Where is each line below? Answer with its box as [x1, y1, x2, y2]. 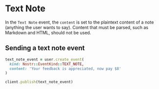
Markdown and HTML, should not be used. [5, 30, 91, 35]
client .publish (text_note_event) [5, 80, 73, 85]
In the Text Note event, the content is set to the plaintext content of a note [5, 19, 154, 25]
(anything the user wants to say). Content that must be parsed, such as [5, 24, 148, 30]
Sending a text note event [5, 44, 85, 52]
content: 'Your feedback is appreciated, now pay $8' [9, 66, 121, 71]
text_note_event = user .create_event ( [5, 57, 84, 62]
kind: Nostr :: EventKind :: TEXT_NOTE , [9, 61, 84, 66]
